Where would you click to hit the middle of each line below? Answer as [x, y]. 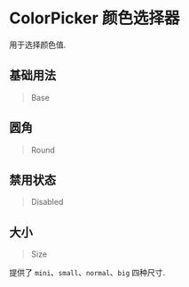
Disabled [47, 202]
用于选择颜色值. [38, 45]
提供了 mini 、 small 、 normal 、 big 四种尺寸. [87, 273]
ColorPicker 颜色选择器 [94, 18]
